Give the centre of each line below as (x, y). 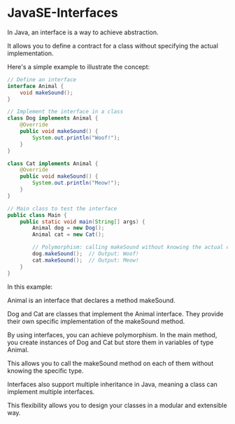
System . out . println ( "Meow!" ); (76, 183)
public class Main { (37, 215)
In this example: (30, 287)
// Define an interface (42, 79)
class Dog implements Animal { (53, 118)
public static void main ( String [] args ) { (83, 222)
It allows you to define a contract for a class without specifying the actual (113, 45)
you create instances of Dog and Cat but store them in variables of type (111, 342)
